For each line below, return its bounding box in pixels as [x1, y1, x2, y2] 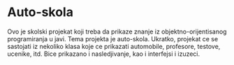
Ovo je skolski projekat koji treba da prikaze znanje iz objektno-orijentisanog [7, 27, 227, 36]
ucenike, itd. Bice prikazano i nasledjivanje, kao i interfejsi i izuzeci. [7, 50, 200, 58]
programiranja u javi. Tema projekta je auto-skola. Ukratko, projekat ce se [7, 34, 219, 43]
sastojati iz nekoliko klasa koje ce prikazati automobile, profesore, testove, [7, 42, 221, 50]
